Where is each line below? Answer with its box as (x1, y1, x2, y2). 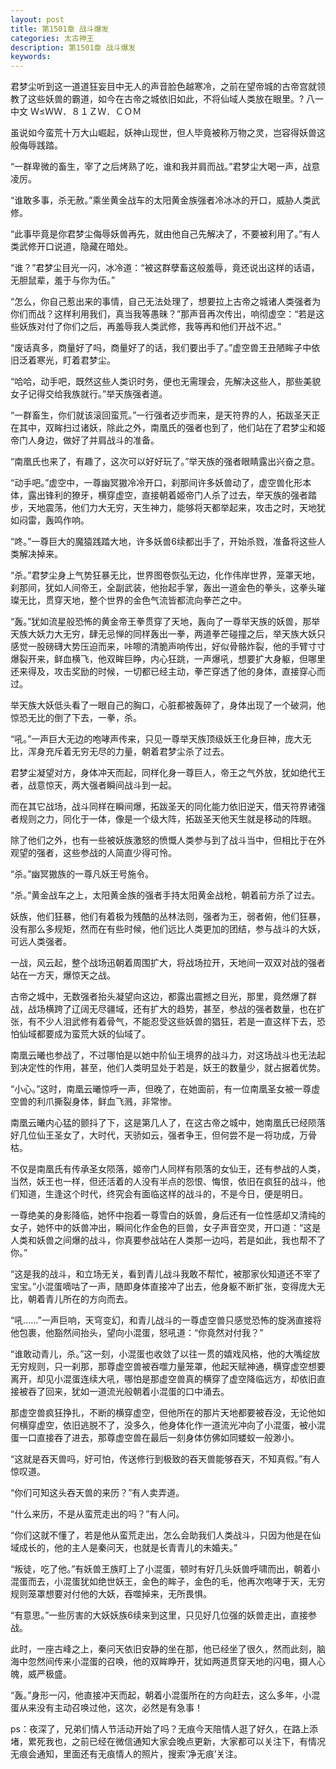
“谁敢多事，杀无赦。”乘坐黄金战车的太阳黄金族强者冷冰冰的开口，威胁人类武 (10, 194, 321, 206)
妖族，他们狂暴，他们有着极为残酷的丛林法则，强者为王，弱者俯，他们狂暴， (10, 911, 326, 923)
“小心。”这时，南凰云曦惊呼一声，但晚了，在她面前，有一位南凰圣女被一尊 (10, 1083, 312, 1095)
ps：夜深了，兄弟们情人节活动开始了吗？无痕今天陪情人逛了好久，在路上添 (10, 1723, 318, 1735)
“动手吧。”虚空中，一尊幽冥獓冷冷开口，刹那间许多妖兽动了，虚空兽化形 (10, 477, 303, 489)
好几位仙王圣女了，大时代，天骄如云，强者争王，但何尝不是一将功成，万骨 (10, 1129, 317, 1141)
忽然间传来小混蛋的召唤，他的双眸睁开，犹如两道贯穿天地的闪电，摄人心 (27, 1656, 326, 1668)
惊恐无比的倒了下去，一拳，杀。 (10, 712, 142, 724)
